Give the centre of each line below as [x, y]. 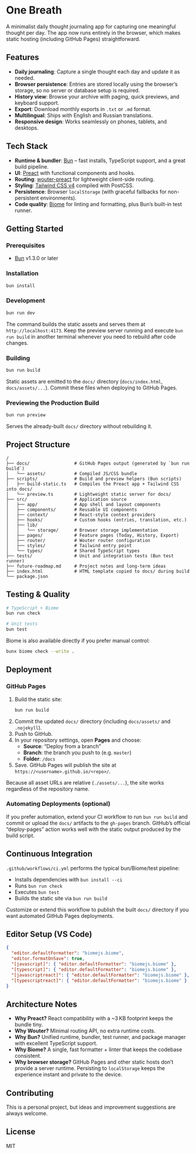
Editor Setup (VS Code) [49, 934]
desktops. [27, 127]
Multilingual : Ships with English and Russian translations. [84, 115]
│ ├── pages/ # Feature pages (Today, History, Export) [93, 535]
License [21, 1132]
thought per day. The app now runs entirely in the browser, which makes [93, 32]
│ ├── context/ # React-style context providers [81, 514]
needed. [25, 78]
